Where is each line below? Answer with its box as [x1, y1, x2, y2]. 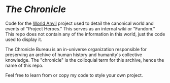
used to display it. [5, 36, 42, 43]
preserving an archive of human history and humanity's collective [5, 52, 143, 58]
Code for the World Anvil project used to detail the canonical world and [5, 20, 154, 26]
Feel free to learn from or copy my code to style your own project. [5, 72, 143, 78]
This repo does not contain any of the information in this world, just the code [5, 31, 165, 37]
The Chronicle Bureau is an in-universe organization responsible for [5, 46, 147, 52]
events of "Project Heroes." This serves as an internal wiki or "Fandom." [5, 25, 156, 31]
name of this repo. [5, 62, 44, 68]
